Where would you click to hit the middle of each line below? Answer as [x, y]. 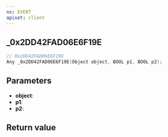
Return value [31, 128]
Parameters [29, 81]
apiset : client [26, 18]
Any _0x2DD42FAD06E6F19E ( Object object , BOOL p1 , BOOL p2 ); [85, 62]
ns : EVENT [19, 12]
